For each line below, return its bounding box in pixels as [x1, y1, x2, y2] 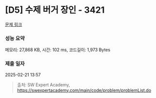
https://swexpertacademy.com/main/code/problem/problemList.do [17, 87, 152, 93]
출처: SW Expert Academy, [17, 81, 70, 88]
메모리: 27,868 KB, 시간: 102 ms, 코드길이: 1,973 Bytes [5, 47, 111, 53]
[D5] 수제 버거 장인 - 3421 [5, 4, 105, 16]
